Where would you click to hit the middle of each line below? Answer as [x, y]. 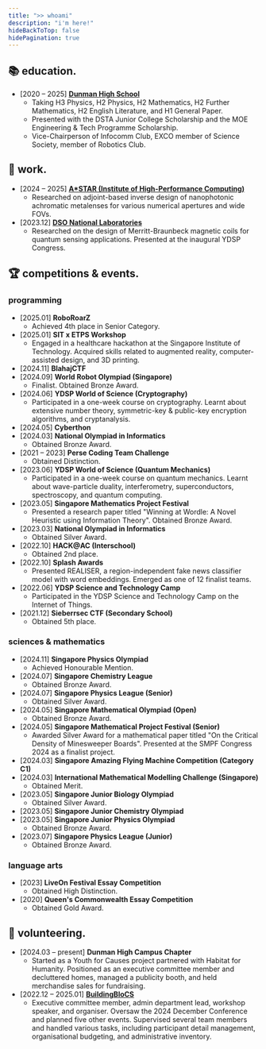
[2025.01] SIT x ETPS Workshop [73, 334]
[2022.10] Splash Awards [62, 562]
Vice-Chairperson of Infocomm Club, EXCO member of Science [135, 137]
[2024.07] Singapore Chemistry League [86, 676]
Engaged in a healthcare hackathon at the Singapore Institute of [136, 343]
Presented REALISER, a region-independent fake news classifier [137, 571]
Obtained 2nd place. [65, 553]
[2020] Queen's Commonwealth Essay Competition [106, 900]
